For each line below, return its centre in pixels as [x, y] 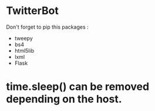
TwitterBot [32, 11]
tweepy [24, 38]
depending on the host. [64, 99]
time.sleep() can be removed [78, 87]
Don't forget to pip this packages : [47, 27]
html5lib [24, 50]
